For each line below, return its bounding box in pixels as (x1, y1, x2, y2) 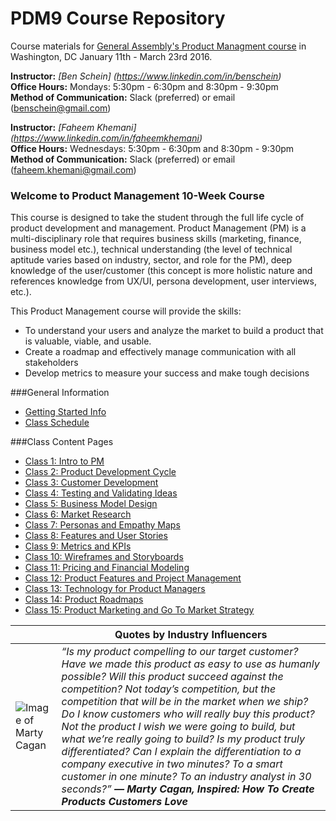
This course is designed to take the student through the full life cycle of (10, 212, 305, 224)
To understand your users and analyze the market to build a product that (24, 325, 324, 337)
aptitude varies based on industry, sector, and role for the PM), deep (10, 254, 293, 266)
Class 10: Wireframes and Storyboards (24, 551, 184, 563)
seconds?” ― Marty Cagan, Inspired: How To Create (61, 782, 315, 796)
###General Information (10, 387, 110, 399)
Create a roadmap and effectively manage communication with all (24, 346, 297, 358)
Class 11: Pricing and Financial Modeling (24, 562, 190, 574)
